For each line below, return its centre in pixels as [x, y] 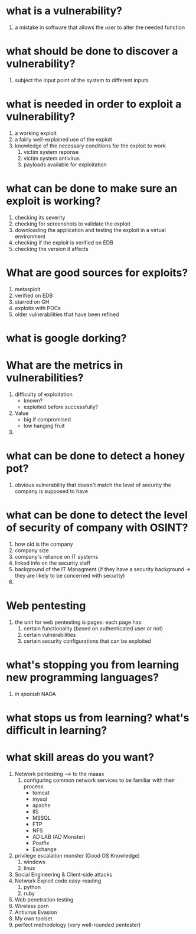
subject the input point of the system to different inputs [81, 80]
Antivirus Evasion [36, 912]
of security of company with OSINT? [97, 527]
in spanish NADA [35, 694]
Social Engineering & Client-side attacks [63, 874]
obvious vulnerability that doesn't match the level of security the [93, 485]
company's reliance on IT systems [56, 556]
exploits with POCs [37, 308]
